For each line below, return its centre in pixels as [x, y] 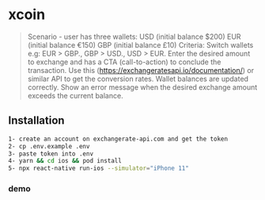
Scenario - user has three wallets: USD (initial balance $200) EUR [134, 37]
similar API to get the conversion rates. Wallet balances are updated [138, 79]
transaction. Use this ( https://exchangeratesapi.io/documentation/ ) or [141, 70]
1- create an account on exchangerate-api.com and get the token [118, 139]
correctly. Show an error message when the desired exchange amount [142, 87]
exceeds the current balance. [76, 95]
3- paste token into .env [51, 154]
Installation [36, 121]
